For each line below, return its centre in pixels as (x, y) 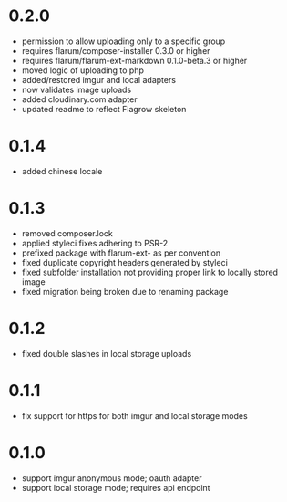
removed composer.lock (67, 233)
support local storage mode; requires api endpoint (116, 487)
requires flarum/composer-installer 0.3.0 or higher (116, 50)
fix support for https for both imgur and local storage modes (134, 415)
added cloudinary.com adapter (79, 99)
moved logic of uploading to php (83, 70)
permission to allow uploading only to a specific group (123, 41)
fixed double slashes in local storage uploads (107, 353)
